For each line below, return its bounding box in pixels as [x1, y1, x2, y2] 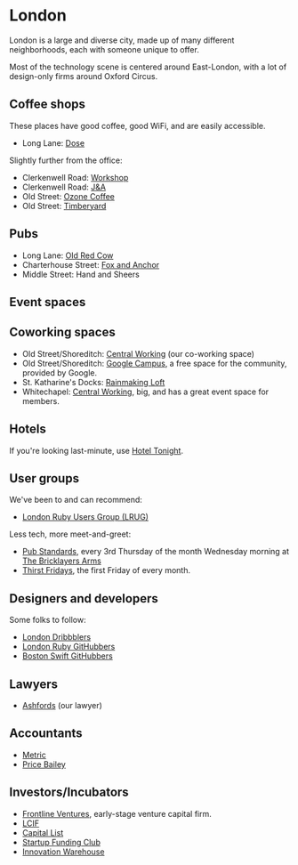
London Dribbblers [21, 632, 92, 643]
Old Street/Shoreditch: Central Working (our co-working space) [21, 348, 255, 359]
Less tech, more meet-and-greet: [9, 529, 132, 539]
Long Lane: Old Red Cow [21, 250, 114, 261]
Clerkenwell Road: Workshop [21, 172, 129, 182]
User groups [9, 471, 80, 486]
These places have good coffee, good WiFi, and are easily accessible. [9, 120, 266, 131]
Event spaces [9, 295, 86, 310]
